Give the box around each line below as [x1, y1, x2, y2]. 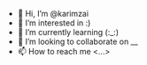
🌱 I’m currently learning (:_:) [17, 27, 120, 37]
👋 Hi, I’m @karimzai [17, 9, 89, 18]
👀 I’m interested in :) [17, 18, 91, 28]
